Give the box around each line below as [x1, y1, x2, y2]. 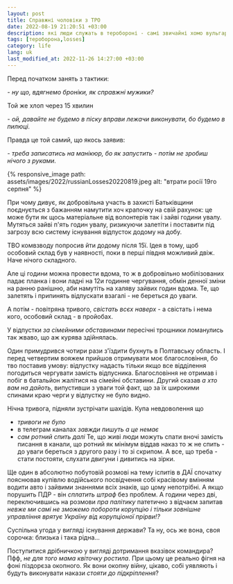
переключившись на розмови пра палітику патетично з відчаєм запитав [7, 497, 223, 506]
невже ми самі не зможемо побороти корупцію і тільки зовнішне [7, 505, 201, 513]
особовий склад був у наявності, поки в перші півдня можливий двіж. [7, 248, 215, 257]
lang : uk [7, 49, 33, 56]
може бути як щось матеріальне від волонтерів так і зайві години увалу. [7, 212, 222, 221]
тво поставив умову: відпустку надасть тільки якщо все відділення [7, 361, 207, 369]
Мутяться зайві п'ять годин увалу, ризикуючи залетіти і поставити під [7, 220, 215, 228]
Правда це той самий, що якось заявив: [7, 135, 126, 144]
